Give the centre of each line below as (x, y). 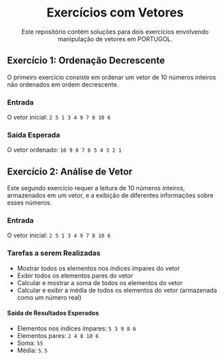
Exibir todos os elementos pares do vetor (75, 275)
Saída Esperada (34, 135)
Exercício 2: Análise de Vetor (70, 171)
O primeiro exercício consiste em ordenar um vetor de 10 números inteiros (112, 77)
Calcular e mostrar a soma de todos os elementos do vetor (100, 282)
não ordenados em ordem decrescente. (63, 85)
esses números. (30, 203)
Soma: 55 (30, 343)
